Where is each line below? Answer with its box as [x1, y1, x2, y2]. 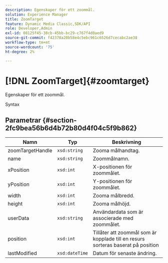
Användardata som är [92, 208, 143, 215]
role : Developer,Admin [5, 26, 52, 31]
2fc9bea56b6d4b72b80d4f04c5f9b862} [5, 124, 137, 132]
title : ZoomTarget [5, 17, 43, 22]
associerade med [92, 215, 133, 222]
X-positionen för [92, 163, 132, 170]
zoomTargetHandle [7, 147, 52, 154]
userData [7, 215, 29, 222]
